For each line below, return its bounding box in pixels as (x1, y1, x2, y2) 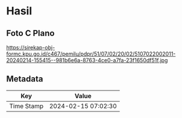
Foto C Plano (6, 28, 55, 38)
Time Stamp (9, 102, 44, 110)
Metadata (6, 74, 43, 84)
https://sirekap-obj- (6, 44, 55, 51)
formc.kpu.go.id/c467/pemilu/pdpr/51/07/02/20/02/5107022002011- (6, 50, 176, 58)
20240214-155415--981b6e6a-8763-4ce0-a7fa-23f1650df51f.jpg (6, 57, 168, 63)
